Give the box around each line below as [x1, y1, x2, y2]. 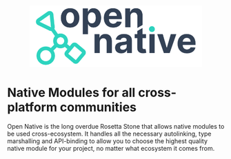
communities [59, 100, 137, 115]
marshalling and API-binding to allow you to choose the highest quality [7, 136, 208, 145]
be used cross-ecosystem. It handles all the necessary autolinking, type [7, 129, 212, 138]
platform [7, 100, 57, 115]
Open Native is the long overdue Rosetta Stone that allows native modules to [7, 122, 225, 130]
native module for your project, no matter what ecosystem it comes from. [7, 144, 215, 152]
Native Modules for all [7, 85, 136, 100]
